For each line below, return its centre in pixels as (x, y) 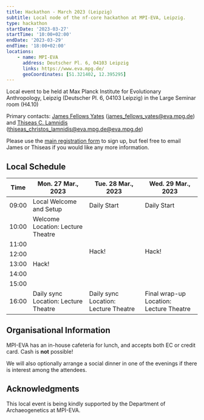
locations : (20, 52)
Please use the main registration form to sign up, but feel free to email (93, 141)
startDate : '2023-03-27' (38, 29)
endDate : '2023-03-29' (35, 40)
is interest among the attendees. (47, 369)
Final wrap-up (165, 294)
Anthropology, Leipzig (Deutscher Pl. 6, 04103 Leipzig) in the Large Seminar (101, 98)
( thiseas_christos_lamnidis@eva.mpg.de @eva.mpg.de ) (75, 129)
